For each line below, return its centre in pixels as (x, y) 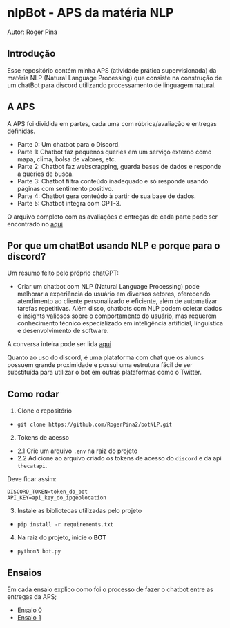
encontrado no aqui (35, 224)
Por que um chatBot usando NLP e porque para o (114, 245)
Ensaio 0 (30, 610)
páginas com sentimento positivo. (65, 188)
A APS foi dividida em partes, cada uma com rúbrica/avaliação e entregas (112, 123)
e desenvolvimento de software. (63, 331)
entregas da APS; (32, 596)
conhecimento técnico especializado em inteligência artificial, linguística (120, 323)
